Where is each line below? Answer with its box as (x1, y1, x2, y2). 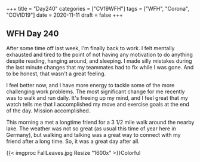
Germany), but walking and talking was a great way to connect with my (6, 131, 181, 138)
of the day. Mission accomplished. (6, 107, 91, 114)
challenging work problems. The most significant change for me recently (6, 88, 185, 95)
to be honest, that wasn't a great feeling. (6, 70, 106, 77)
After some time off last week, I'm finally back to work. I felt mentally (6, 44, 175, 51)
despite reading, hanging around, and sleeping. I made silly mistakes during (6, 57, 192, 65)
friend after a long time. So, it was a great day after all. (6, 137, 140, 145)
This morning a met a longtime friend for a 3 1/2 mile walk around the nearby (6, 118, 195, 126)
